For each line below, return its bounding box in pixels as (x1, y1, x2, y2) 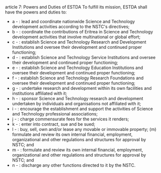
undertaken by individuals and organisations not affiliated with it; (12, 101, 142, 106)
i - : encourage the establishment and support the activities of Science (12, 106, 153, 112)
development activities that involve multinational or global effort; (12, 34, 141, 40)
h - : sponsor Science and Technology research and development (12, 96, 144, 101)
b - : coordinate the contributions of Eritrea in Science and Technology (12, 29, 153, 34)
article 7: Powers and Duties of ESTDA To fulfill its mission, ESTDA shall (5, 4, 147, 10)
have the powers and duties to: (5, 9, 67, 15)
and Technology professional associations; (12, 111, 98, 116)
